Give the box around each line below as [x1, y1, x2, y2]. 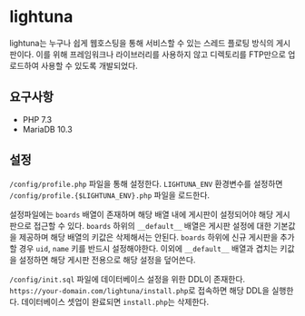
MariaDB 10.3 [22, 123, 73, 134]
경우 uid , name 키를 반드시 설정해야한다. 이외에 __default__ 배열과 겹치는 [18, 242, 279, 253]
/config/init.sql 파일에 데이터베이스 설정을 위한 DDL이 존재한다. [9, 273, 246, 284]
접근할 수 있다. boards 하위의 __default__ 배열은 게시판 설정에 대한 [33, 220, 272, 231]
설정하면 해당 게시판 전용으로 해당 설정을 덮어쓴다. [18, 254, 196, 265]
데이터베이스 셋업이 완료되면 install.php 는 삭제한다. [21, 296, 210, 307]
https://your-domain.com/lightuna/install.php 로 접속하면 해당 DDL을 [9, 284, 270, 296]
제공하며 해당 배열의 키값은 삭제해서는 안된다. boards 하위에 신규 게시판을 [18, 232, 279, 242]
